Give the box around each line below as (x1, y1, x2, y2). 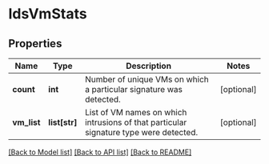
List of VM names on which (85, 107, 187, 118)
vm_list (12, 117, 41, 128)
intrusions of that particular (85, 117, 187, 128)
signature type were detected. (85, 127, 199, 138)
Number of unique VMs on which (85, 74, 210, 85)
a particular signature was (85, 84, 183, 94)
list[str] (47, 117, 78, 128)
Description (125, 61, 172, 71)
